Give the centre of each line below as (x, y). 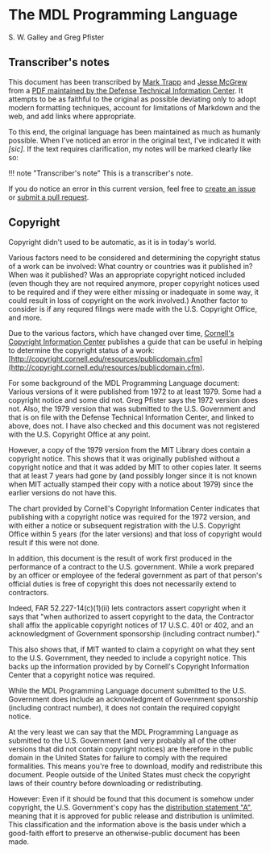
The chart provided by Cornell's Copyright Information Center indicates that (134, 508)
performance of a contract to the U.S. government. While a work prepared (131, 566)
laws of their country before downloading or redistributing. (106, 783)
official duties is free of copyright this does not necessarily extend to (123, 584)
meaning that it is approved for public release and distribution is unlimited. (131, 816)
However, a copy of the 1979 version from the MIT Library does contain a (129, 449)
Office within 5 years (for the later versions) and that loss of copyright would (135, 534)
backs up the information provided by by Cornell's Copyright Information (129, 666)
